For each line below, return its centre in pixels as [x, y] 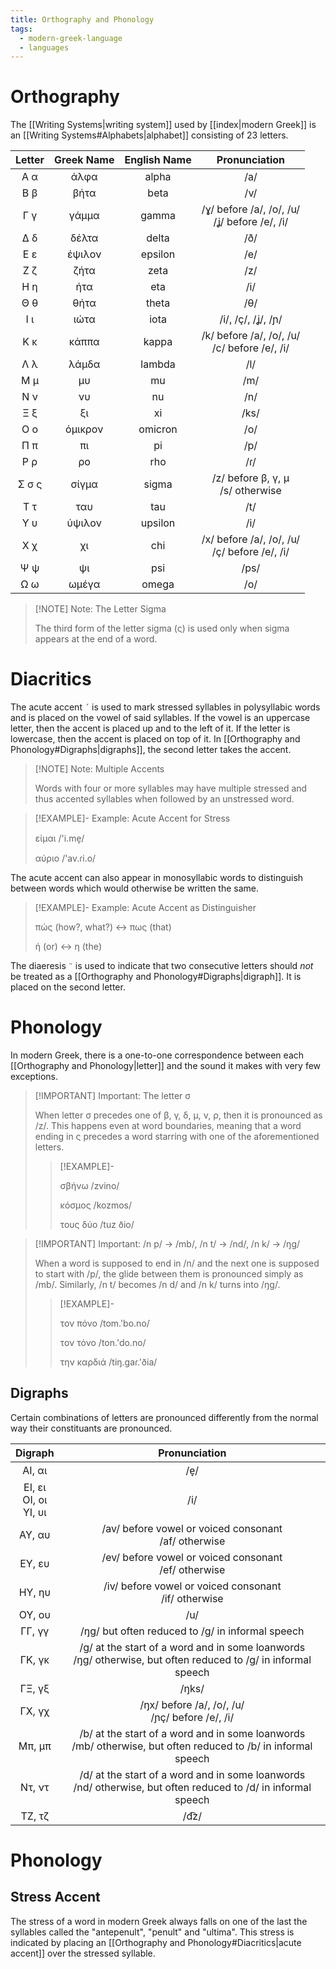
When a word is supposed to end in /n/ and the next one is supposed [177, 1263]
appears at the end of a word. [96, 639]
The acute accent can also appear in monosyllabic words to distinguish [157, 878]
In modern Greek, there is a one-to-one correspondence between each [157, 1055]
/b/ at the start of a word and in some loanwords [192, 1733]
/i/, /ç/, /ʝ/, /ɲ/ [251, 319]
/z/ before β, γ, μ [250, 478]
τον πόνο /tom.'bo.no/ [104, 1323]
